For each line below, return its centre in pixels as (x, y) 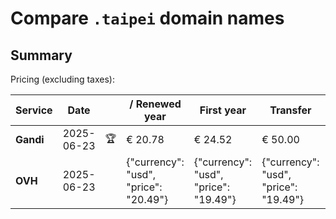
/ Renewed (155, 104)
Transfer (290, 110)
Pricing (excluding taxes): (63, 79)
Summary (41, 55)
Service (34, 110)
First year (223, 110)
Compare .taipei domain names (147, 18)
